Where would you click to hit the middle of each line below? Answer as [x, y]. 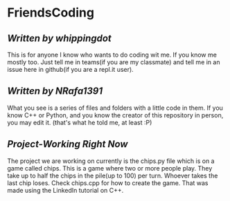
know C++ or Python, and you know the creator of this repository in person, [115, 115]
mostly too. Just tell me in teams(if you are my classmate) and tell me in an [114, 62]
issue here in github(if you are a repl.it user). [70, 69]
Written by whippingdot [60, 38]
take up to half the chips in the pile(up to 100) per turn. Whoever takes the [113, 175]
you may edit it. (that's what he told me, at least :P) [80, 122]
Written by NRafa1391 [55, 91]
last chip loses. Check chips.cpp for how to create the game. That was [108, 183]
